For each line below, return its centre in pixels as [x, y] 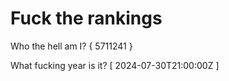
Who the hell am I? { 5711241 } [71, 46]
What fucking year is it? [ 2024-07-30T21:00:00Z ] [115, 65]
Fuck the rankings [86, 18]
